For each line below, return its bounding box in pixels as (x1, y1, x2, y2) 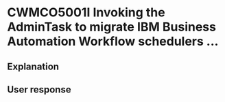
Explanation (7, 61, 60, 72)
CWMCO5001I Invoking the (7, 5, 166, 20)
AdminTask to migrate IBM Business (7, 19, 216, 35)
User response (7, 84, 71, 95)
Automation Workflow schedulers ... (7, 34, 219, 49)
